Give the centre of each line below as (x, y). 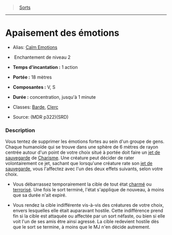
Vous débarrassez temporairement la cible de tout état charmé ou (82, 184)
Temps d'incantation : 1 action (45, 67)
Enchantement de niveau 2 (42, 57)
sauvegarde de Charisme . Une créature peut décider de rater (70, 158)
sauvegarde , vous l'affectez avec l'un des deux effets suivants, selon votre (84, 169)
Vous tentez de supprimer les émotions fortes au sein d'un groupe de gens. (85, 141)
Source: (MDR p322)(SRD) (41, 117)
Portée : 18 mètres (32, 77)
